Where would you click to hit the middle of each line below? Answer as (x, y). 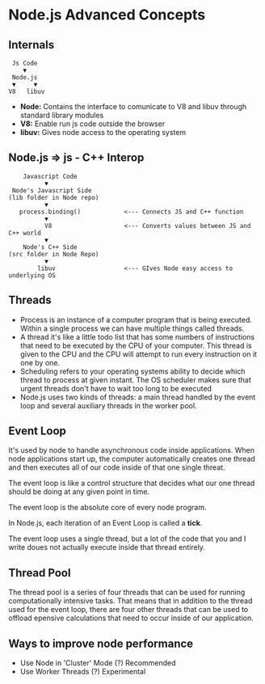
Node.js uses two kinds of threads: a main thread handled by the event (138, 397)
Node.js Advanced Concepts (107, 15)
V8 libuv (27, 91)
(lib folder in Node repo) (54, 197)
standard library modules (62, 115)
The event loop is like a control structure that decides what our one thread (132, 483)
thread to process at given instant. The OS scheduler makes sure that (136, 380)
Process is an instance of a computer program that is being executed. (136, 319)
